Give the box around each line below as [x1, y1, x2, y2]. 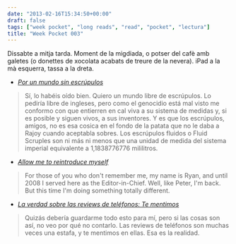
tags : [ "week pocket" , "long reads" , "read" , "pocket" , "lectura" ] [7, 23, 211, 30]
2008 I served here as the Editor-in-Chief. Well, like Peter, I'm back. [24, 179, 221, 188]
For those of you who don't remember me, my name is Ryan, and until [24, 171, 228, 180]
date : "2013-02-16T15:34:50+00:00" [7, 10, 112, 18]
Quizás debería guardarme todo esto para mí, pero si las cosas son [24, 214, 220, 222]
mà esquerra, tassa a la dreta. [7, 64, 94, 73]
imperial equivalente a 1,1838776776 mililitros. [24, 144, 158, 152]
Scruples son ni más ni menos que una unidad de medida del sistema [24, 137, 227, 145]
